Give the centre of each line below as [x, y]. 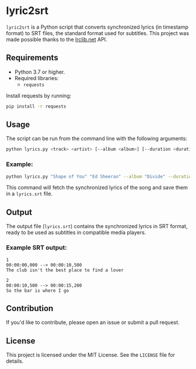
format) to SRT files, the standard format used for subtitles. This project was [98, 33]
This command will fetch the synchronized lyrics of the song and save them [97, 188]
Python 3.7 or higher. [40, 72]
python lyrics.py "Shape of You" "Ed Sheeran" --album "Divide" [86, 177]
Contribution [30, 308]
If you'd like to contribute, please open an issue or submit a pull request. [93, 322]
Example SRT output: [36, 248]
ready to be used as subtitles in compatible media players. [76, 233]
